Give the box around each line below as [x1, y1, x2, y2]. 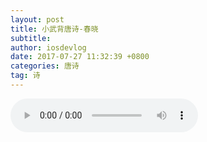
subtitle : [10, 33, 52, 43]
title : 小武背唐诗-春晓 [10, 24, 99, 34]
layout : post [10, 14, 65, 25]
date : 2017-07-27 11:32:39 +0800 [10, 52, 150, 62]
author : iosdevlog [10, 42, 87, 53]
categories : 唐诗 [10, 61, 80, 71]
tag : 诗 [10, 71, 41, 81]
